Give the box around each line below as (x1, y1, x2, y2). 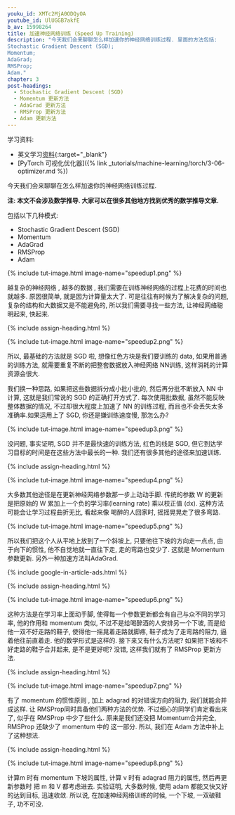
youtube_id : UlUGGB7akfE (7, 17, 80, 24)
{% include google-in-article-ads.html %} (7, 567, 128, 577)
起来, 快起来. (13, 309, 51, 318)
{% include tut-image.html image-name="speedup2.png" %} (7, 337, 184, 345)
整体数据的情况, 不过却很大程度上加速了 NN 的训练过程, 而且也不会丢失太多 (7, 402, 224, 410)
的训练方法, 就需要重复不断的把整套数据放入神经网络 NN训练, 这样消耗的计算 (7, 360, 228, 369)
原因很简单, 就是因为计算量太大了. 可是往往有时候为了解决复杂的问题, (29, 292, 229, 300)
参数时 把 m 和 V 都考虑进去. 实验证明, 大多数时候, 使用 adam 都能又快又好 (13, 782, 228, 790)
